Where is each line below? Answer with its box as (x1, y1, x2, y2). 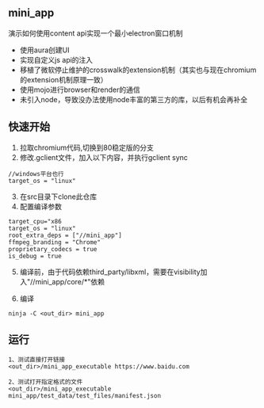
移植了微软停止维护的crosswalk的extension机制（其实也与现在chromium (19, 65, 257, 74)
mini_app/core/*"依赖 (35, 276, 105, 286)
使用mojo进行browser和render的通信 (19, 85, 140, 94)
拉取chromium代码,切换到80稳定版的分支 (19, 143, 155, 152)
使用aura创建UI (19, 45, 70, 55)
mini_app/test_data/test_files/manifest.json (8, 392, 161, 400)
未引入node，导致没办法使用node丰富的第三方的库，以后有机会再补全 (19, 94, 248, 104)
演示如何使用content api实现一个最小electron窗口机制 (8, 28, 183, 38)
